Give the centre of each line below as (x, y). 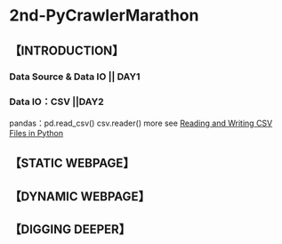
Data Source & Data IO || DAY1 (75, 77)
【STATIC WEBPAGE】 (72, 163)
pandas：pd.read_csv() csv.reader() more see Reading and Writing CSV (141, 123)
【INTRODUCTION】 (67, 50)
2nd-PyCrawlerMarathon (104, 16)
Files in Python (36, 133)
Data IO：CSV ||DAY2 (56, 102)
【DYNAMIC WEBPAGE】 (80, 196)
